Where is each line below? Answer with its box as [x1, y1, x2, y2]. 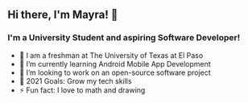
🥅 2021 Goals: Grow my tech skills [19, 76, 132, 85]
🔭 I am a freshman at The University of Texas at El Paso [19, 50, 204, 60]
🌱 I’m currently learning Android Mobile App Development [19, 59, 211, 68]
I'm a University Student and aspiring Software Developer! [7, 32, 241, 43]
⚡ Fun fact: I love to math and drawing [19, 85, 146, 95]
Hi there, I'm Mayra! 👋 [7, 8, 118, 22]
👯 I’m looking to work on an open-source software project [19, 68, 211, 77]
